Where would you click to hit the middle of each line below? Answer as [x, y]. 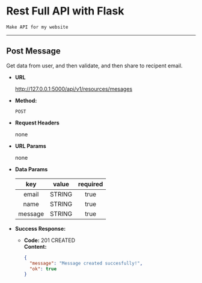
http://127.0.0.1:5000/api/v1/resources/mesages [74, 89]
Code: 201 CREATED [50, 240]
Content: [35, 246]
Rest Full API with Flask [65, 11]
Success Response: [40, 228]
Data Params [31, 169]
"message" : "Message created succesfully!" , [86, 263]
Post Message [34, 51]
